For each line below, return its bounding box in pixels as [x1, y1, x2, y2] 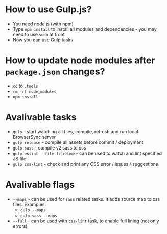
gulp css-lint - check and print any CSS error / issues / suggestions [12, 161, 158, 167]
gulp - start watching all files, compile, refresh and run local [12, 128, 138, 134]
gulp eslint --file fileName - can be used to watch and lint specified [12, 150, 162, 156]
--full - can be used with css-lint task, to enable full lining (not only [12, 218, 159, 224]
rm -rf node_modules [12, 89, 57, 94]
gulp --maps [20, 207, 46, 213]
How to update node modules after [5, 55, 155, 67]
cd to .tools [12, 82, 38, 89]
